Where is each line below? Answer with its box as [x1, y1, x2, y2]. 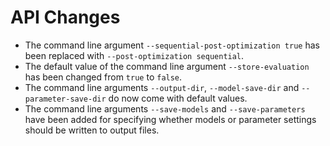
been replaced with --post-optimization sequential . [24, 49, 245, 61]
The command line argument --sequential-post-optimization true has [24, 39, 320, 51]
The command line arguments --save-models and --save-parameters [24, 102, 306, 115]
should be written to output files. [24, 124, 160, 136]
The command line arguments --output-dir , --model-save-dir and [24, 81, 300, 93]
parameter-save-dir [24, 94, 107, 104]
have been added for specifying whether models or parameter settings [24, 113, 317, 125]
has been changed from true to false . [24, 71, 183, 83]
